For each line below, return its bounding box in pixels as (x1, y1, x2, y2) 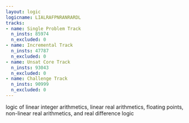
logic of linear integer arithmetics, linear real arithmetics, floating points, (5, 103, 184, 110)
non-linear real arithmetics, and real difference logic (5, 109, 134, 117)
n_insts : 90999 (11, 82, 49, 88)
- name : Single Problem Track (5, 25, 82, 32)
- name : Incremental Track (5, 43, 73, 49)
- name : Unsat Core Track (5, 59, 70, 65)
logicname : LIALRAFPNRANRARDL (5, 14, 82, 20)
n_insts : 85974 (11, 31, 49, 37)
